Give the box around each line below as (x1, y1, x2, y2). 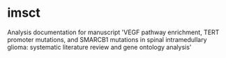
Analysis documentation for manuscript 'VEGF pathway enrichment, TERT (7, 28, 220, 36)
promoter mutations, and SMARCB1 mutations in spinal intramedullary (7, 35, 207, 43)
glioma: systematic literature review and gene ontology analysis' (7, 43, 192, 51)
